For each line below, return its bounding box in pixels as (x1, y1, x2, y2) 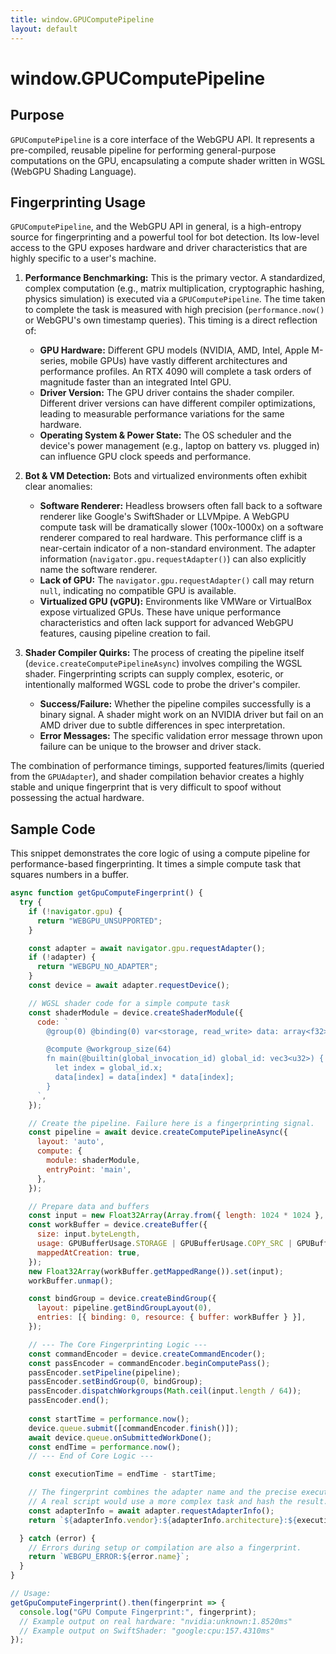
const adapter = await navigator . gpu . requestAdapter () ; (28, 943, 267, 953)
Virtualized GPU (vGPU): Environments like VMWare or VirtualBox (39, 596, 312, 608)
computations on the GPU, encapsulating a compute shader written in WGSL (10, 154, 326, 166)
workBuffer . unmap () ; (28, 1276, 114, 1286)
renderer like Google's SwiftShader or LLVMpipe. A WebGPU (39, 511, 290, 523)
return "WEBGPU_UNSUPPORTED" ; (36, 916, 163, 926)
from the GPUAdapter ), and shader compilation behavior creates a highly (10, 771, 305, 783)
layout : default (10, 24, 78, 34)
